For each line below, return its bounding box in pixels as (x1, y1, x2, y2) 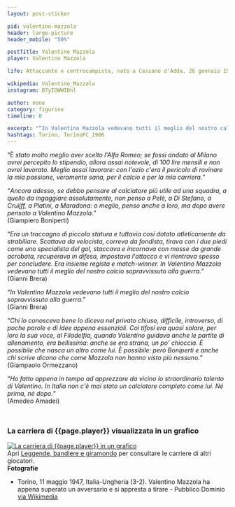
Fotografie (7, 464, 38, 473)
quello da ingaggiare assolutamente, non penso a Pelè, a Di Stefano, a (7, 194, 212, 202)
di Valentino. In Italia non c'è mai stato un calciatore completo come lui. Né (7, 382, 224, 390)
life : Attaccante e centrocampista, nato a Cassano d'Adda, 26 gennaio (7, 68, 220, 75)
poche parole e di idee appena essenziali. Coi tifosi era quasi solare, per (7, 324, 217, 332)
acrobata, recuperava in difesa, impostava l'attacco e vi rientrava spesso (7, 252, 220, 260)
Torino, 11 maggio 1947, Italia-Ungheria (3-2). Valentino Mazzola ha (17, 478, 211, 486)
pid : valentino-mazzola (7, 22, 77, 30)
